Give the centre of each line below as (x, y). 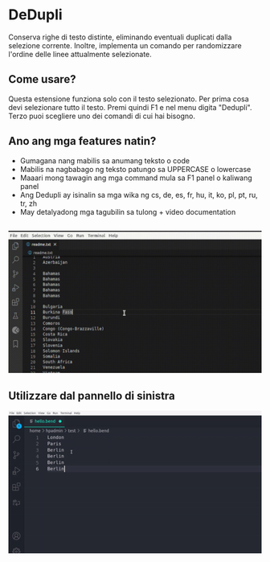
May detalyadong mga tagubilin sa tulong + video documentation (128, 211)
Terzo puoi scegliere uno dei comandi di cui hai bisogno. (102, 116)
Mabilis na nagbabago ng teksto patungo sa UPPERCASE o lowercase (135, 169)
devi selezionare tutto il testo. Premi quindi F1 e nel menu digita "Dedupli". (130, 107)
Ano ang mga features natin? (82, 141)
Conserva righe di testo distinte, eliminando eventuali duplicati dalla (120, 37)
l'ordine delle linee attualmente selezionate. (80, 54)
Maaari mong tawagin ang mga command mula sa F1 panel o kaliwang (136, 178)
